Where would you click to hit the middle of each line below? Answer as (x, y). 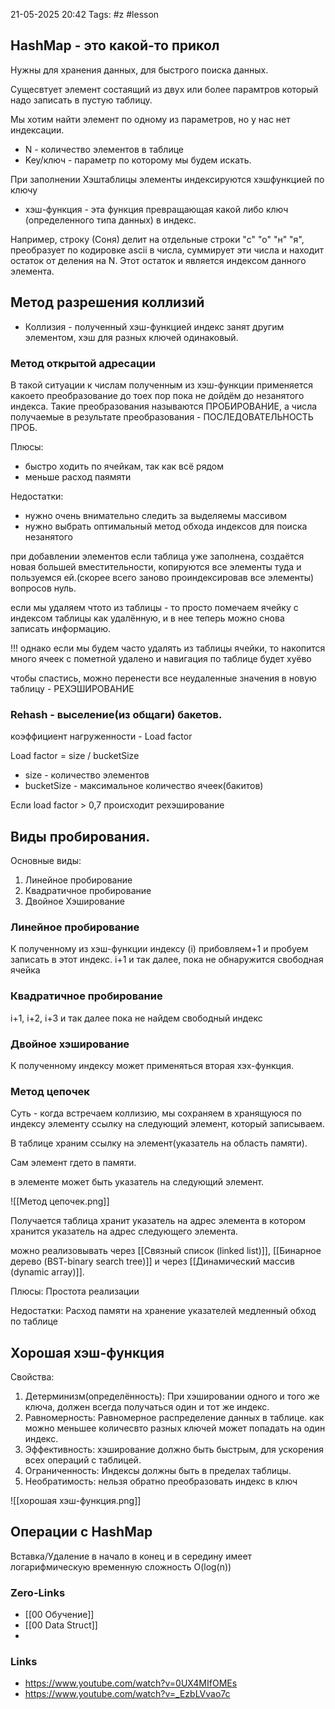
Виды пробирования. (80, 836)
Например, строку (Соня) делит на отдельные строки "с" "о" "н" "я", (157, 239)
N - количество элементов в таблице (104, 149)
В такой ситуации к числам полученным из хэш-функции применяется (162, 385)
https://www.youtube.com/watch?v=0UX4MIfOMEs (131, 1683)
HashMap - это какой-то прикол (115, 45)
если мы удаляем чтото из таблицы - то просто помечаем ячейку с (154, 607)
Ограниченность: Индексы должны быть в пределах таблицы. (158, 1471)
